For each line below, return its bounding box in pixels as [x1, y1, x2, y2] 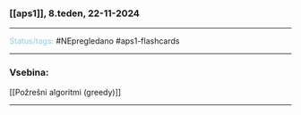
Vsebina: [9, 66, 49, 78]
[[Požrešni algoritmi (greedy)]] [9, 86, 122, 97]
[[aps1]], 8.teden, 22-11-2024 [9, 7, 141, 20]
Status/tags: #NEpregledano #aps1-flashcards [9, 36, 180, 46]
